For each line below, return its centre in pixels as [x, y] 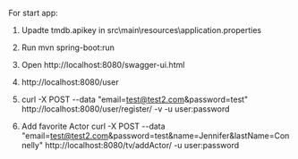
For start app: [34, 13]
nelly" [32, 145]
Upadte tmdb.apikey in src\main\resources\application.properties [141, 30]
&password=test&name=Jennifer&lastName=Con [199, 136]
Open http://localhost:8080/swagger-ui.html [103, 65]
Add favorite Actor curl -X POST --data [94, 126]
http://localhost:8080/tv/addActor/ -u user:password [142, 145]
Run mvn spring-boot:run [68, 47]
